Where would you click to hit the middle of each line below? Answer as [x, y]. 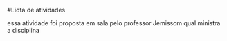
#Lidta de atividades [36, 10]
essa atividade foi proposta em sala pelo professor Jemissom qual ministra [114, 23]
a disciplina [24, 30]
